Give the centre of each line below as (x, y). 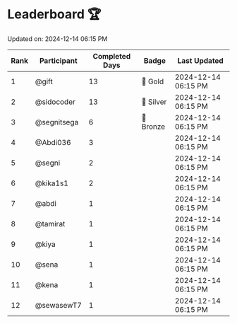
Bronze (153, 127)
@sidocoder (55, 102)
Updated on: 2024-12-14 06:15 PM (57, 39)
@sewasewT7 (59, 305)
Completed (112, 56)
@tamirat (50, 224)
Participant (58, 60)
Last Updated (200, 60)
